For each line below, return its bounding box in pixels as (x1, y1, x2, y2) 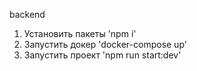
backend (9, 9, 46, 20)
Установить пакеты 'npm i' (23, 28, 137, 39)
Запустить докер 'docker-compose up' (23, 39, 187, 50)
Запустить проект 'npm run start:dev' (23, 49, 182, 61)
